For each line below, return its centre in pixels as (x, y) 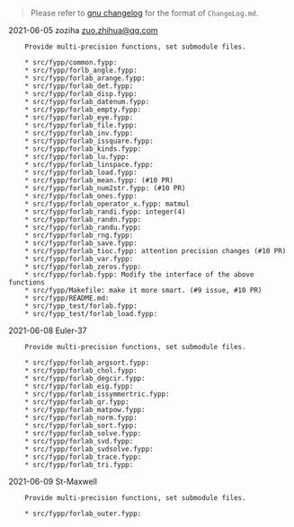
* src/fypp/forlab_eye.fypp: (79, 118)
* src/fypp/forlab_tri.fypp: (79, 465)
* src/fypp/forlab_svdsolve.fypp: (89, 449)
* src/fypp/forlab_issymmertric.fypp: (97, 394)
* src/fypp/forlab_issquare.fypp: (89, 141)
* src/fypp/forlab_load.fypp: (81, 172)
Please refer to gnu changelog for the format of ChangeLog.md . (144, 13)
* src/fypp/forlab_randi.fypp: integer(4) (105, 212)
